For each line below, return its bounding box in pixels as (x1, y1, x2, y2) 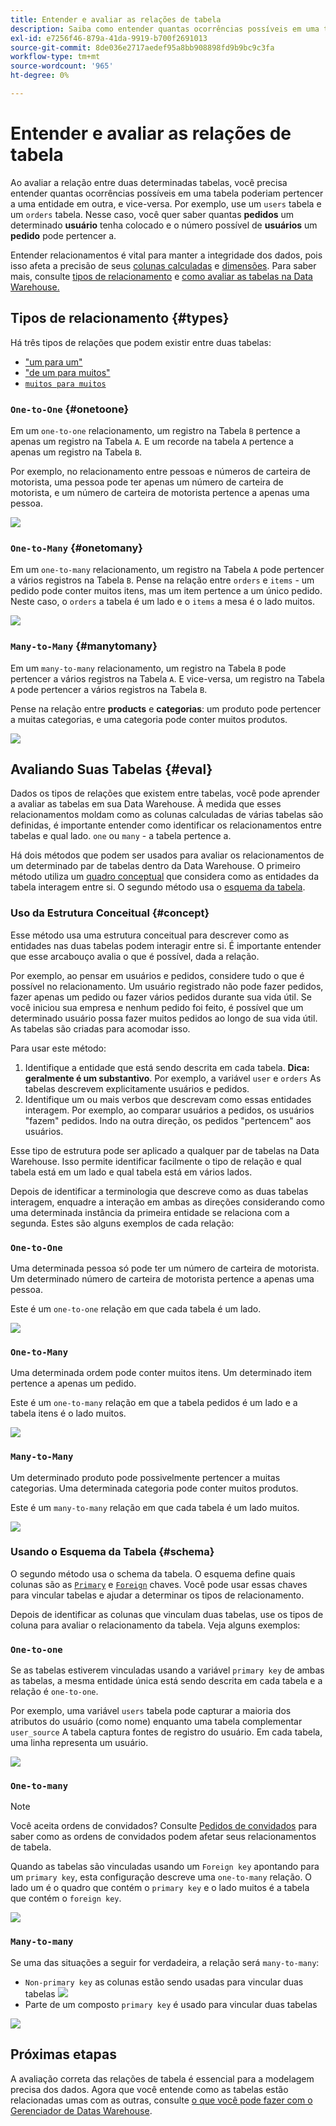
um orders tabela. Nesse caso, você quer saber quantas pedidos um (10, 208, 295, 220)
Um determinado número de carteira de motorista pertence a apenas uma (10, 1272, 315, 1285)
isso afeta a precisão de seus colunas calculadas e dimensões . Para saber (10, 259, 317, 271)
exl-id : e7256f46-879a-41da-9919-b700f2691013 (10, 33, 208, 43)
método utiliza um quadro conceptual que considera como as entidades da (10, 871, 320, 883)
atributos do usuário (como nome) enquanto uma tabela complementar (10, 1716, 303, 1728)
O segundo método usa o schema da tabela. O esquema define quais (10, 1567, 296, 1580)
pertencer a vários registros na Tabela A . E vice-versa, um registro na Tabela (10, 672, 325, 685)
